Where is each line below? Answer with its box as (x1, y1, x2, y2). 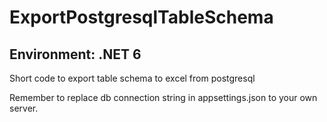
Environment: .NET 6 (9, 46, 142, 63)
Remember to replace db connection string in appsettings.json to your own (9, 92, 318, 103)
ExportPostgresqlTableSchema (9, 6, 274, 29)
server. (9, 102, 39, 114)
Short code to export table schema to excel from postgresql (9, 72, 256, 84)
